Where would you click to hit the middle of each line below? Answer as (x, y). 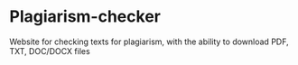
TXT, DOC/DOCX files (50, 51)
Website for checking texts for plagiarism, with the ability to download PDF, (149, 42)
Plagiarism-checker (85, 17)
